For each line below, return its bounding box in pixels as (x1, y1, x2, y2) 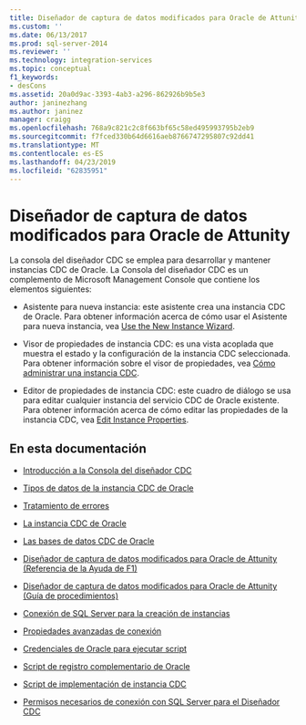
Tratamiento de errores (22, 501, 109, 512)
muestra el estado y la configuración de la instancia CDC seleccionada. (22, 348, 291, 359)
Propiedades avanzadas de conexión (22, 626, 162, 637)
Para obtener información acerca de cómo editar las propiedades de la (22, 405, 289, 416)
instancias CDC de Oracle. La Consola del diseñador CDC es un (9, 264, 249, 275)
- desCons (9, 81, 47, 90)
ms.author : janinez (9, 107, 84, 116)
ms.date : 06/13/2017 (9, 30, 88, 39)
